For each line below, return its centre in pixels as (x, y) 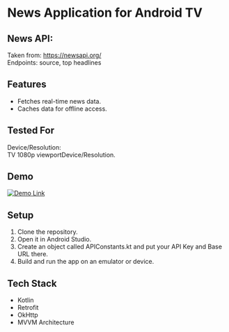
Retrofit (28, 308)
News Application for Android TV (105, 13)
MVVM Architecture (46, 322)
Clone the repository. (47, 232)
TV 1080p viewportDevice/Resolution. (62, 155)
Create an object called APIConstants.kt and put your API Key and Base (120, 247)
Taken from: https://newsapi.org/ (54, 55)
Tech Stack (32, 283)
